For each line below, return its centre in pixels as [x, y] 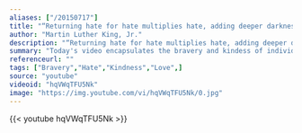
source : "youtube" [44, 76]
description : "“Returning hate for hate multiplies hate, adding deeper [148, 43]
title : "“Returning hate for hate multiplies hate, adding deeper [136, 26]
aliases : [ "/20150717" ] [54, 18]
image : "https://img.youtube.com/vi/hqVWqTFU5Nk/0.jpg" [116, 93]
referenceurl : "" [42, 59]
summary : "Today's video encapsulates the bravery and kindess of [136, 51]
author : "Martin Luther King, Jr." [76, 34]
